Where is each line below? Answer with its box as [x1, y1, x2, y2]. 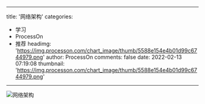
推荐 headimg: [15, 40, 52, 47]
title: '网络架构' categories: [6, 13, 73, 20]
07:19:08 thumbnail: [15, 60, 65, 67]
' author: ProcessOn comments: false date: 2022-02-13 [42, 53, 182, 61]
